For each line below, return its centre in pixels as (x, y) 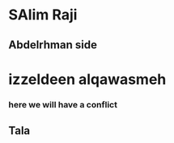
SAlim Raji (43, 15)
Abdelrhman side (53, 45)
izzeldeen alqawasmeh (87, 79)
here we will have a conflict (63, 104)
